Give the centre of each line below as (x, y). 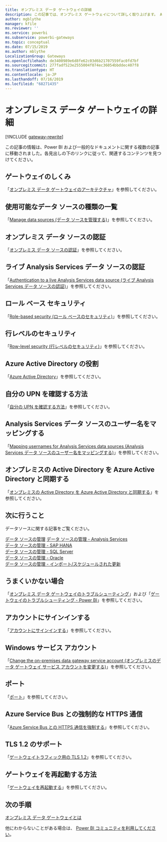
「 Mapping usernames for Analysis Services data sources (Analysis (75, 446)
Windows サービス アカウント (51, 647)
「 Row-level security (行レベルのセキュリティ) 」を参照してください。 (76, 346)
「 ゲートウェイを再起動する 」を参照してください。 (57, 787)
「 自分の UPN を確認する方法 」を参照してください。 (59, 407)
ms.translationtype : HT (30, 70)
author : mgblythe (23, 19)
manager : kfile (21, 24)
